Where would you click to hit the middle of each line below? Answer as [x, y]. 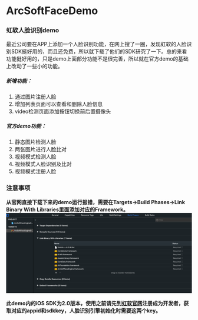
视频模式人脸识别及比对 [43, 164]
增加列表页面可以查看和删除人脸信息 [59, 104]
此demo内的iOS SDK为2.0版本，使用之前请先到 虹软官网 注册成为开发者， [95, 303]
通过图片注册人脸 [35, 97]
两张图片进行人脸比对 [40, 149]
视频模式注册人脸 [35, 171]
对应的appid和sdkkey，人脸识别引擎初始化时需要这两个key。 [86, 311]
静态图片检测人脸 [35, 142]
